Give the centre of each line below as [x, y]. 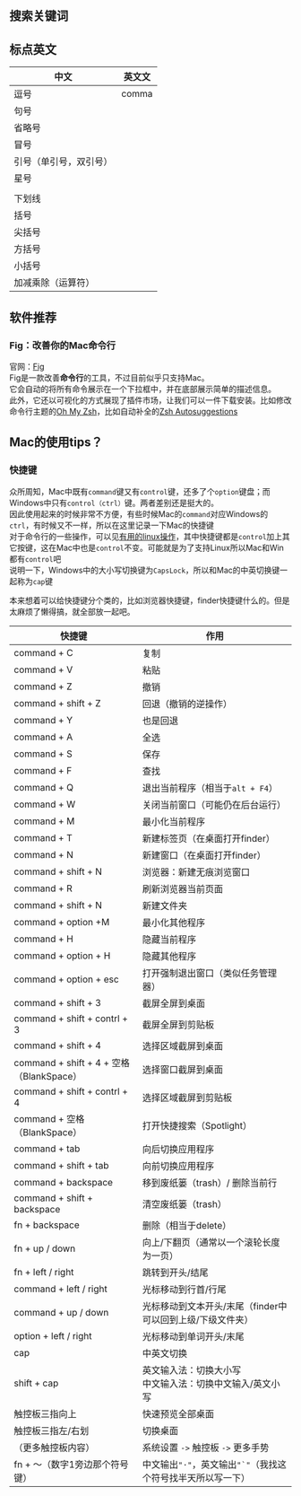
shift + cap [36, 1383]
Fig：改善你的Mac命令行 [63, 346]
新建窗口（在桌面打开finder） [204, 855]
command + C [43, 652]
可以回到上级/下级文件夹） [198, 1319]
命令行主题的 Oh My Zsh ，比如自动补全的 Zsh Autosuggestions [124, 411]
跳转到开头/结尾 [175, 1273]
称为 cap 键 [35, 581]
